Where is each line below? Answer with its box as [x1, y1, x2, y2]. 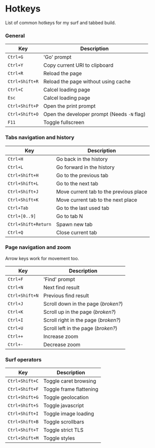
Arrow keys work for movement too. [5, 255, 79, 261]
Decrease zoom [43, 341, 81, 348]
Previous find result [43, 292, 89, 299]
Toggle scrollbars [43, 418, 84, 425]
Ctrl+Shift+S [7, 403, 39, 408]
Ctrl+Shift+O [7, 111, 39, 117]
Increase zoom [43, 332, 78, 340]
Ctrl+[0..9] [7, 213, 36, 219]
